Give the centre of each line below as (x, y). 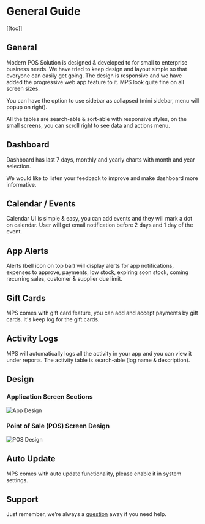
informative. (21, 184)
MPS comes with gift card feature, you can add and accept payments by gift (102, 313)
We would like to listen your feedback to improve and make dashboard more (102, 178)
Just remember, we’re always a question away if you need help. (87, 514)
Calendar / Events (41, 204)
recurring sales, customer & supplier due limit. (64, 279)
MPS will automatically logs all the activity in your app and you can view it (99, 353)
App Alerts (28, 251)
